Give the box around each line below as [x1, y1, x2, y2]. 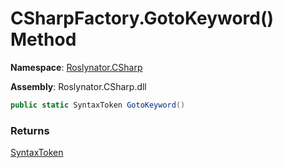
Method [10, 28, 77, 51]
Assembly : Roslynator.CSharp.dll [10, 80, 147, 92]
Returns [10, 123, 50, 137]
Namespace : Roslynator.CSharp [10, 61, 143, 73]
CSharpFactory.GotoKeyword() [10, 7, 275, 30]
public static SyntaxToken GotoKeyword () [10, 100, 186, 110]
